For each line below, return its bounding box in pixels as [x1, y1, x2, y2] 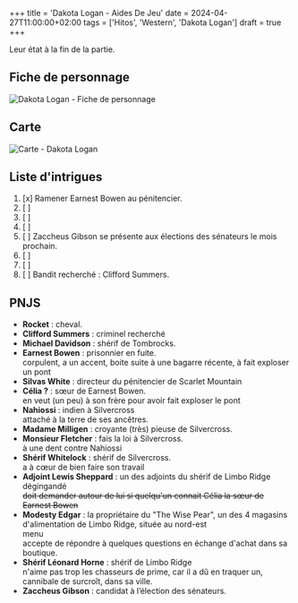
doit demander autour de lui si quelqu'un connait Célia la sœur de [21, 490, 265, 501]
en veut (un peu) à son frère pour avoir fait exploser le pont [21, 395, 242, 406]
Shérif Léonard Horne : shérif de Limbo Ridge [21, 557, 192, 568]
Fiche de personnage [9, 70, 130, 85]
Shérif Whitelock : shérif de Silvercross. [21, 452, 172, 463]
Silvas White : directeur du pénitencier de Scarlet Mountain [21, 376, 243, 387]
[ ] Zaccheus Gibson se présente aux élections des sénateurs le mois [21, 231, 277, 242]
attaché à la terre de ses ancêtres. [21, 414, 149, 425]
